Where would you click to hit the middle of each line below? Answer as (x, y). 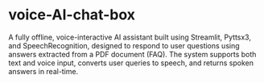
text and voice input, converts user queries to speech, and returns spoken (131, 63)
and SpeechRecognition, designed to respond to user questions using (124, 45)
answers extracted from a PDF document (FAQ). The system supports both (132, 54)
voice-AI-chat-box (72, 15)
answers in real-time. (43, 71)
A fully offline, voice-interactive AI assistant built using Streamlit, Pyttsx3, (130, 37)
